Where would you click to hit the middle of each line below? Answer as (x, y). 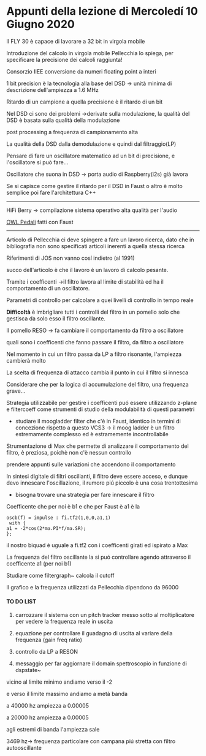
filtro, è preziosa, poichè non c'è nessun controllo (69, 452)
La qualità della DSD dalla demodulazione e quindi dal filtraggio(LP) (91, 144)
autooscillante (24, 748)
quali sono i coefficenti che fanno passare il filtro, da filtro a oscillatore (95, 342)
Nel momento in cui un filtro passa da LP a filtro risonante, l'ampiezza (94, 354)
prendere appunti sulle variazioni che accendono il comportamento (91, 464)
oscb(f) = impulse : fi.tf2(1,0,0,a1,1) (59, 518)
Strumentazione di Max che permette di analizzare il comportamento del (97, 446)
